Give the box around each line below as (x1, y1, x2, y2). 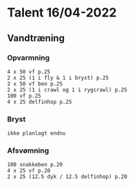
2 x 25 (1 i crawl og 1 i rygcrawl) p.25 (7, 86, 128, 93)
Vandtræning (7, 32, 65, 44)
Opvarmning (7, 53, 50, 63)
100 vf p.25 (7, 92, 41, 99)
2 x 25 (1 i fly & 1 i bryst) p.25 (7, 74, 109, 81)
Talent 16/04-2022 (7, 5, 117, 21)
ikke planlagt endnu (7, 130, 67, 137)
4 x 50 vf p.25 (7, 68, 51, 75)
